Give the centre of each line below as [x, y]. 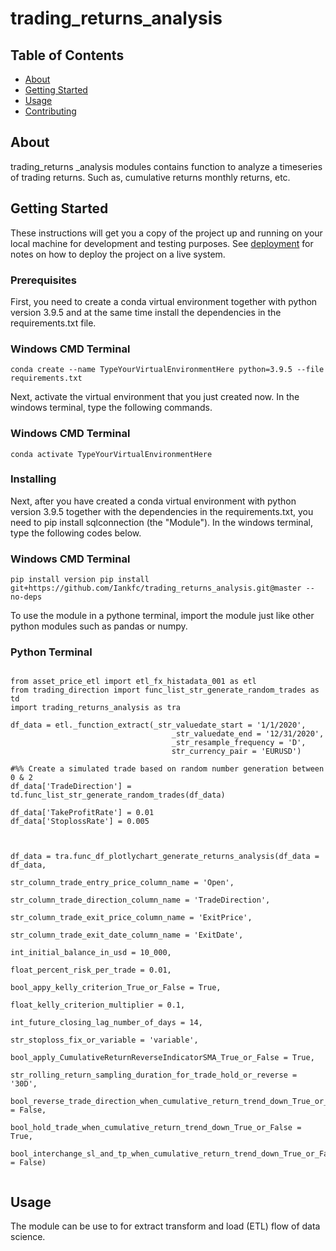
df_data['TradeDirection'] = [71, 787]
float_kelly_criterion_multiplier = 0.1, [98, 1005]
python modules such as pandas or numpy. [99, 626]
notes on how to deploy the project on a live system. [118, 254]
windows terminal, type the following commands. [111, 408]
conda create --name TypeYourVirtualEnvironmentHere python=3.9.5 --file [167, 370]
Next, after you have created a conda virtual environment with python [153, 501]
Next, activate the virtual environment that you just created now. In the [155, 397]
